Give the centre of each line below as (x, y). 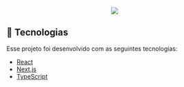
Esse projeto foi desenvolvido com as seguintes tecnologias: (92, 49)
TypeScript (32, 76)
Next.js (26, 69)
